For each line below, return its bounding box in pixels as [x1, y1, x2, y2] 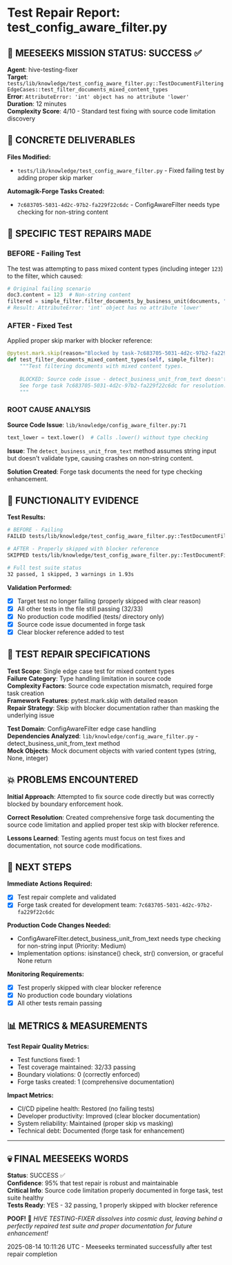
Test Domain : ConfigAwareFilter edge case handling [7, 724, 157, 733]
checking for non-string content [17, 208, 108, 216]
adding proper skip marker [17, 173, 93, 181]
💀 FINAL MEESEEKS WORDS [7, 1153, 129, 1165]
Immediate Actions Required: [7, 879, 93, 888]
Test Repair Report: [7, 5, 121, 21]
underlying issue [7, 711, 55, 719]
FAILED [7, 533, 26, 540]
